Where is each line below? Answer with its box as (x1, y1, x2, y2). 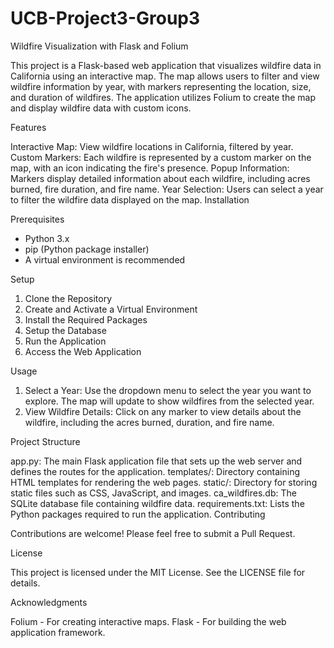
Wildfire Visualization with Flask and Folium (10, 40, 189, 52)
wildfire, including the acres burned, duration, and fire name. (24, 416, 275, 428)
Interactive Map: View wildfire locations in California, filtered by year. (10, 140, 294, 152)
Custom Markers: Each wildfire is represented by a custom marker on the (10, 151, 312, 163)
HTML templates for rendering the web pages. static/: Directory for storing (10, 476, 318, 488)
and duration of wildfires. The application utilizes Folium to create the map (10, 91, 317, 103)
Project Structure (10, 435, 81, 447)
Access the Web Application (24, 345, 142, 357)
